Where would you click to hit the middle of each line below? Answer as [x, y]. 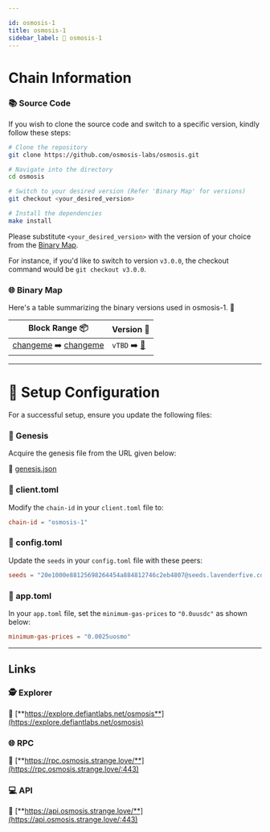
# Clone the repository [48, 147]
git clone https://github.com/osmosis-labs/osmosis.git [104, 155]
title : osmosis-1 [37, 30]
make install [30, 221]
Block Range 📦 [58, 328]
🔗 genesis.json [33, 469]
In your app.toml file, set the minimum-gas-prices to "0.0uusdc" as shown [128, 614]
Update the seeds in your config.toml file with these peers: [106, 560]
